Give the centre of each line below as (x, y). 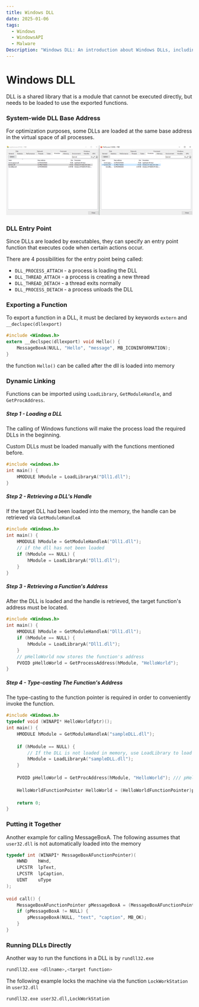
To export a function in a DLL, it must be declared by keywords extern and (97, 318)
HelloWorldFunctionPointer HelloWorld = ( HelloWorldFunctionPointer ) (105, 790)
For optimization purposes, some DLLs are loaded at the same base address (99, 131)
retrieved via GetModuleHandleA (44, 518)
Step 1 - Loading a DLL (34, 413)
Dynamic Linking (31, 381)
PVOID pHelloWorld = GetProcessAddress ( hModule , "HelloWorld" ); (98, 663)
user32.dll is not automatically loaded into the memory (74, 844)
